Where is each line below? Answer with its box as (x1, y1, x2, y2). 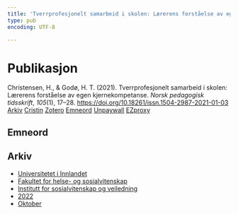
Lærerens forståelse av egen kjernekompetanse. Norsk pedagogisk (7, 91, 205, 100)
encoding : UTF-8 (7, 23, 55, 30)
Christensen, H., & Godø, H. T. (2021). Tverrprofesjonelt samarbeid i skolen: (7, 83, 228, 92)
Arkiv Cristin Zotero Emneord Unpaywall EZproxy (7, 106, 151, 114)
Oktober (17, 199, 42, 208)
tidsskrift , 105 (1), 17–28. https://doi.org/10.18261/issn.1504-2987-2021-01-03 (7, 98, 229, 107)
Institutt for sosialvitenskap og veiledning (17, 184, 138, 193)
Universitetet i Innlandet (17, 169, 87, 177)
